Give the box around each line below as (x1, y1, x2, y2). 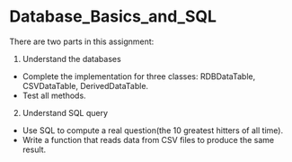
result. (22, 144, 47, 155)
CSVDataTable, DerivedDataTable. (22, 80, 149, 91)
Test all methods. (22, 90, 87, 101)
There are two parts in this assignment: (9, 36, 155, 47)
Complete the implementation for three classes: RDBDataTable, (22, 70, 256, 82)
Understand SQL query (22, 107, 109, 118)
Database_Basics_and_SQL (9, 6, 217, 27)
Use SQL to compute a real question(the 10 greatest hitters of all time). (22, 124, 284, 136)
